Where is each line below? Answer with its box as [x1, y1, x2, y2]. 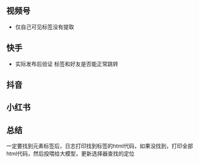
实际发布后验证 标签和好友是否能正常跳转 [15, 60, 119, 67]
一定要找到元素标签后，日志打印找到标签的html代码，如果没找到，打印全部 [6, 142, 194, 150]
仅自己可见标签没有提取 [15, 23, 74, 31]
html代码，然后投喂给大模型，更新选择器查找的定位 [6, 150, 135, 158]
